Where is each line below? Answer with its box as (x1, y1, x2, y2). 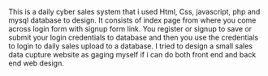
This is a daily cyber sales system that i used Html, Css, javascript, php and (8, 7, 261, 16)
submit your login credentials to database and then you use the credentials (8, 32, 259, 42)
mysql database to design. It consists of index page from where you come (8, 15, 257, 25)
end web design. (8, 58, 65, 68)
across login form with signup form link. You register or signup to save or (8, 24, 253, 33)
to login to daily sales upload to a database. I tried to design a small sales (8, 41, 253, 51)
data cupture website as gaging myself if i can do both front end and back (8, 50, 257, 59)
